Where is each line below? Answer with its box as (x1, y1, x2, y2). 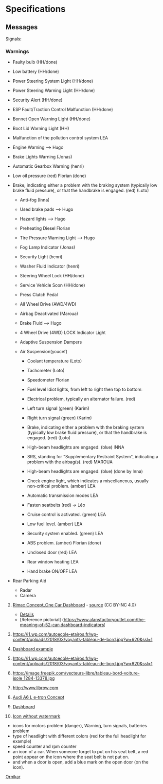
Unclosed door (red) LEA (27, 549, 77, 556)
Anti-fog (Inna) (19, 197, 50, 203)
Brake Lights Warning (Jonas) (12, 154, 72, 160)
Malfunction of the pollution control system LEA (12, 135, 109, 141)
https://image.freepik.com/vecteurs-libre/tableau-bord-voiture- (12, 670, 140, 676)
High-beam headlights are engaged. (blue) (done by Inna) (27, 469, 143, 474)
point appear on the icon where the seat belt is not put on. (12, 754, 129, 760)
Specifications (5, 3, 66, 15)
